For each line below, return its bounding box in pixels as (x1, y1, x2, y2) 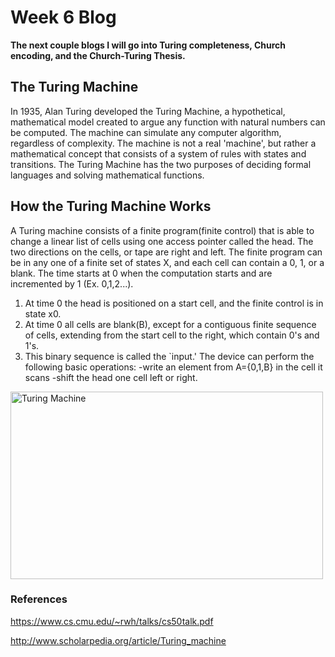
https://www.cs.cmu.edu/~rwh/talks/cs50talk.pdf (10, 615, 214, 627)
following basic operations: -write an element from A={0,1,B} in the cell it (24, 361, 323, 373)
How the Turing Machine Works (10, 198, 212, 215)
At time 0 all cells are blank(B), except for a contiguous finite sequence (24, 318, 317, 330)
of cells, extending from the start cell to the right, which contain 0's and (24, 329, 320, 341)
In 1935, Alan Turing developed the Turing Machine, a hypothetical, (10, 105, 286, 117)
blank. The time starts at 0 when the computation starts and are (10, 267, 273, 279)
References (10, 592, 68, 606)
